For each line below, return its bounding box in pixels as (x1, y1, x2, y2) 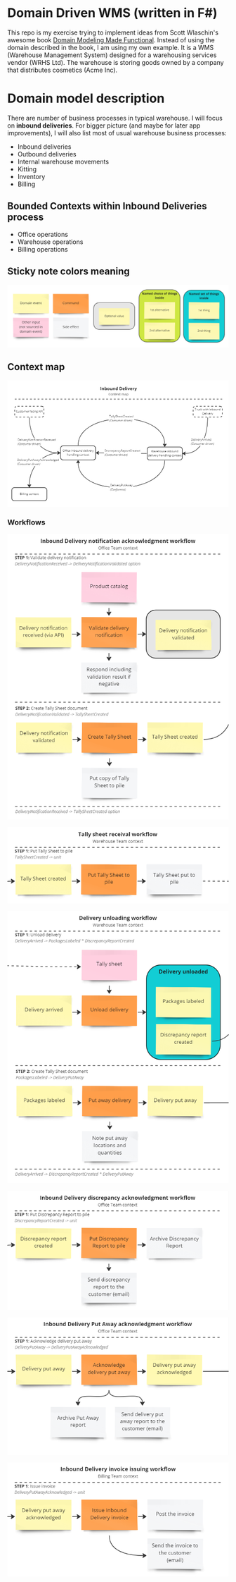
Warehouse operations (17, 238, 84, 246)
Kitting (17, 164, 37, 173)
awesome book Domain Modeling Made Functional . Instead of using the (7, 35, 216, 44)
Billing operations (17, 245, 68, 253)
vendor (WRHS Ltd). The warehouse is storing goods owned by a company (7, 58, 224, 66)
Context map (7, 361, 65, 373)
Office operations (17, 230, 69, 238)
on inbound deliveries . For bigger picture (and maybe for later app (7, 121, 201, 130)
